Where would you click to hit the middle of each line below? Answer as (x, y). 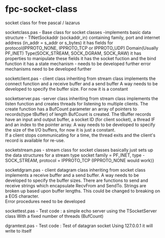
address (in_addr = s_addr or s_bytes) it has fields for (59, 42)
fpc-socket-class (41, 9)
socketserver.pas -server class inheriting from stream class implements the (82, 98)
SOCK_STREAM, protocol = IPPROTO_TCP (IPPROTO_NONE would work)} (80, 160)
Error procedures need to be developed (45, 201)
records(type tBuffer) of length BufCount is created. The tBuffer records (78, 114)
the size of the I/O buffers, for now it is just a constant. (60, 130)
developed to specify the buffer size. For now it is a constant (66, 89)
